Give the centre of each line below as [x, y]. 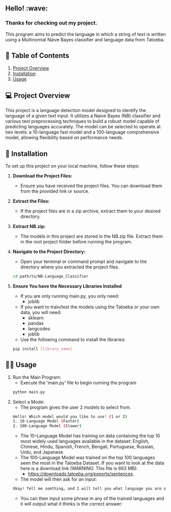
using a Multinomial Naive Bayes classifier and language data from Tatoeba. [85, 39]
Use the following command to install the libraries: [73, 339]
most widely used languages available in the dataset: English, [85, 441]
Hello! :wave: [27, 8]
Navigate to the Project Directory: [49, 252]
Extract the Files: [31, 201]
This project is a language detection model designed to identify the [76, 110]
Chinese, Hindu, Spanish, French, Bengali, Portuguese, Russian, [87, 447]
